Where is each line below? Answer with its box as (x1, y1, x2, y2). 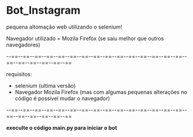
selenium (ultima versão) (14, 82, 76, 89)
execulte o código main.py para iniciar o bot (6, 124, 118, 131)
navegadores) (6, 41, 41, 48)
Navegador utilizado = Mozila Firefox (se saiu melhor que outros (6, 35, 164, 42)
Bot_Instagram (6, 4, 81, 17)
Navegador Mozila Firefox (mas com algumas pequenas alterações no (14, 88, 188, 95)
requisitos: (6, 70, 32, 77)
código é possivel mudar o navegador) (14, 95, 111, 102)
